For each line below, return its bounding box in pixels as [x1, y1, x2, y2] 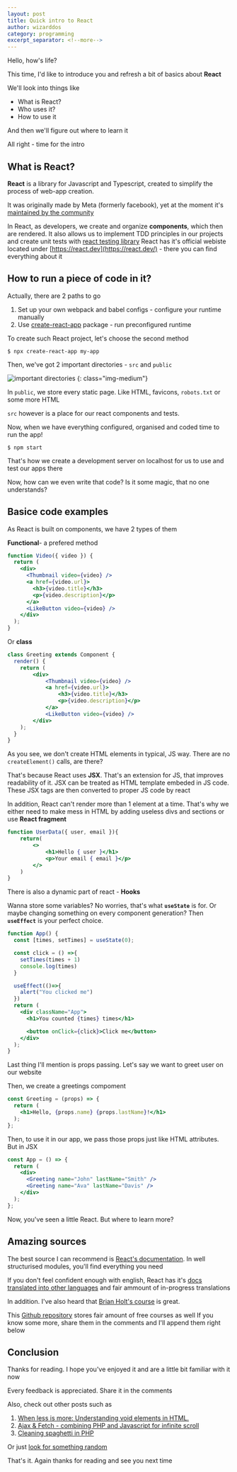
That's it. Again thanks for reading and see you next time [7, 1456, 173, 1465]
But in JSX [7, 1142, 37, 1151]
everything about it [7, 252, 62, 260]
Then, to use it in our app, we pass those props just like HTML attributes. [7, 1134, 219, 1143]
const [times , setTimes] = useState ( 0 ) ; [13, 937, 134, 944]
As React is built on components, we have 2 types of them [7, 524, 178, 533]
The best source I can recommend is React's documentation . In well [7, 1254, 206, 1263]
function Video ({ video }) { [7, 552, 93, 559]
